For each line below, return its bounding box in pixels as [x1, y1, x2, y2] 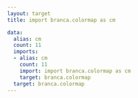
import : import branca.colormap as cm [19, 67, 131, 75]
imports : [13, 48, 39, 55]
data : [7, 29, 23, 36]
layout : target [7, 10, 51, 17]
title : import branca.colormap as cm [7, 17, 116, 23]
